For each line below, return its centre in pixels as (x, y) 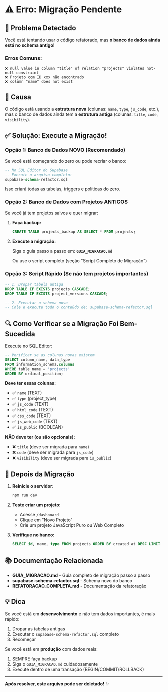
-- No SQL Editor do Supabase (37, 170)
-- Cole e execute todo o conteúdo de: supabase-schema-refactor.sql (79, 307)
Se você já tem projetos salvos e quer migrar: (52, 213)
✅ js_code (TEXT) (30, 404)
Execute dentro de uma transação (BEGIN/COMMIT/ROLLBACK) (78, 669)
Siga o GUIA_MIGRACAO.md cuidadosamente (55, 664)
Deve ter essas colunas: (31, 383)
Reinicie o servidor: (33, 486)
